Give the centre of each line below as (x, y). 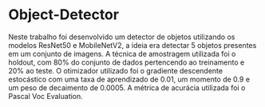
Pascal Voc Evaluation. (46, 96)
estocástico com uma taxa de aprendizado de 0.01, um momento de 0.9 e (129, 79)
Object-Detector (64, 15)
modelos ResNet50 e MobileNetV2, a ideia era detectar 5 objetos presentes (132, 45)
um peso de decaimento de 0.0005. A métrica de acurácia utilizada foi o (127, 87)
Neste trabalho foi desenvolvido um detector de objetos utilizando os (122, 37)
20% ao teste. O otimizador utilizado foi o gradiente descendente (116, 70)
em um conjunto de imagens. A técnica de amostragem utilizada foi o (122, 53)
